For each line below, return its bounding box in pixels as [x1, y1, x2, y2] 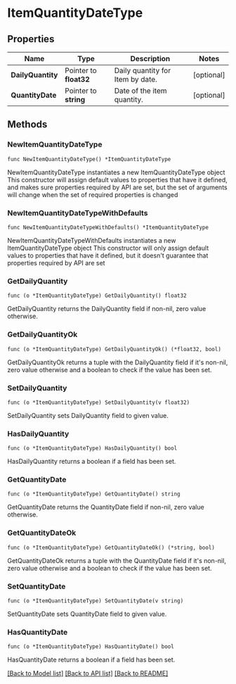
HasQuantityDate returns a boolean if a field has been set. [7, 656, 176, 664]
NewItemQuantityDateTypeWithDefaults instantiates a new [7, 236, 176, 244]
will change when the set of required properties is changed [7, 190, 178, 198]
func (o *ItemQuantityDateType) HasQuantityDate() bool [7, 643, 174, 650]
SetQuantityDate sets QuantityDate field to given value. [7, 610, 167, 619]
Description [130, 54, 171, 63]
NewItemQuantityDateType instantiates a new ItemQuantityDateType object [7, 167, 225, 177]
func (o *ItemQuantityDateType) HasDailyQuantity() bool [7, 445, 178, 452]
